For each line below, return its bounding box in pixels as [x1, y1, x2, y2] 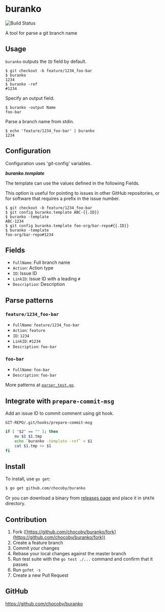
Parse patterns [5, 296, 54, 305]
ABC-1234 [5, 218, 24, 224]
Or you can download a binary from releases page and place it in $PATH [5, 495, 154, 501]
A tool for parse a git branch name [5, 30, 78, 36]
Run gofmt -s [12, 567, 41, 573]
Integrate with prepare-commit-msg [5, 397, 114, 405]
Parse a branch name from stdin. [5, 118, 74, 124]
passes [12, 561, 28, 568]
